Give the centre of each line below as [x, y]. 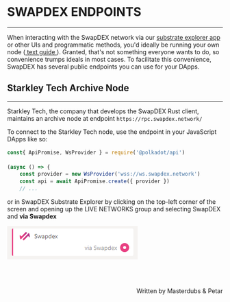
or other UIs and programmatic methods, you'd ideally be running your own [113, 45]
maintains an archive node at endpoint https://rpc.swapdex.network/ [105, 118]
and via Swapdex [32, 216]
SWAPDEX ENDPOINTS [74, 12]
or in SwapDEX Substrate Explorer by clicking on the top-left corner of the [112, 202]
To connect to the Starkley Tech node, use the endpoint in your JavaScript [112, 132]
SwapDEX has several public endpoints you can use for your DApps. [103, 67]
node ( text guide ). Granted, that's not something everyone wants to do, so [113, 51]
